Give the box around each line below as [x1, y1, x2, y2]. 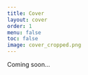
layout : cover [7, 16, 48, 23]
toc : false [7, 35, 38, 42]
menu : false [7, 29, 41, 36]
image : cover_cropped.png [7, 42, 81, 48]
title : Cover [7, 10, 45, 17]
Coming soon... [7, 61, 50, 68]
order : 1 [7, 22, 32, 29]
